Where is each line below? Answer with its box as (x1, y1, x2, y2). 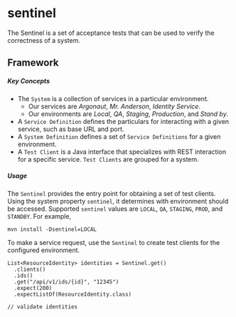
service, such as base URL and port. (17, 125, 124, 133)
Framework (7, 57, 59, 69)
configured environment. (7, 246, 80, 254)
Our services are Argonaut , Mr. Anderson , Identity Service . (28, 102, 201, 111)
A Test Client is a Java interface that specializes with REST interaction (17, 147, 226, 156)
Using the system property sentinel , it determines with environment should (7, 197, 229, 206)
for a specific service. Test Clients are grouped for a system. (17, 155, 199, 164)
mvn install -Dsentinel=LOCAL (7, 226, 97, 233)
